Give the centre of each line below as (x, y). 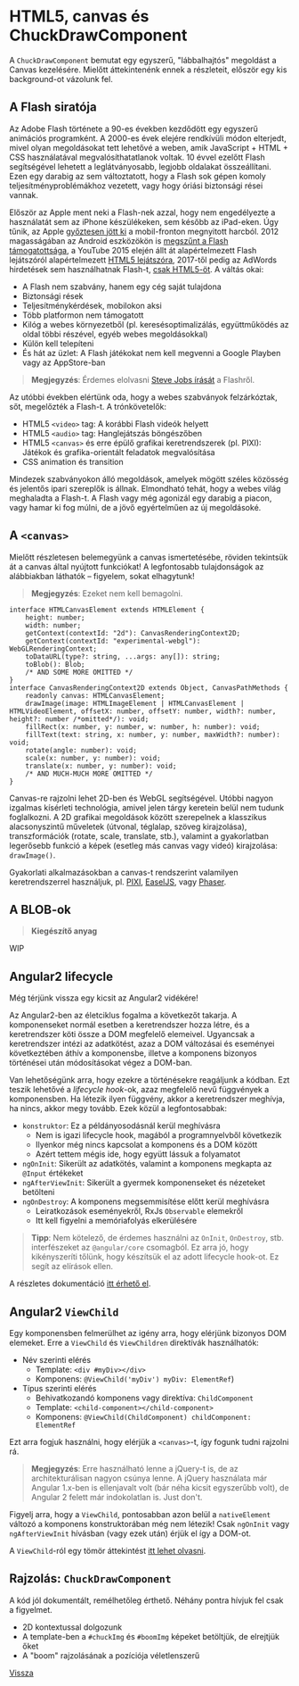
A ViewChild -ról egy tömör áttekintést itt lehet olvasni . (108, 1551)
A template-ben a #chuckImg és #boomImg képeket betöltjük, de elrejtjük (151, 1636)
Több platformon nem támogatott (83, 315)
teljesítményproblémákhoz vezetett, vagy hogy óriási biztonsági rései (136, 186)
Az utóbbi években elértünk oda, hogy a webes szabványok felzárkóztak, (143, 397)
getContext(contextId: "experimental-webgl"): (113, 641)
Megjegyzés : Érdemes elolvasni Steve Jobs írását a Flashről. (143, 379)
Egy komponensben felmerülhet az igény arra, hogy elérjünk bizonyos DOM (148, 1333)
